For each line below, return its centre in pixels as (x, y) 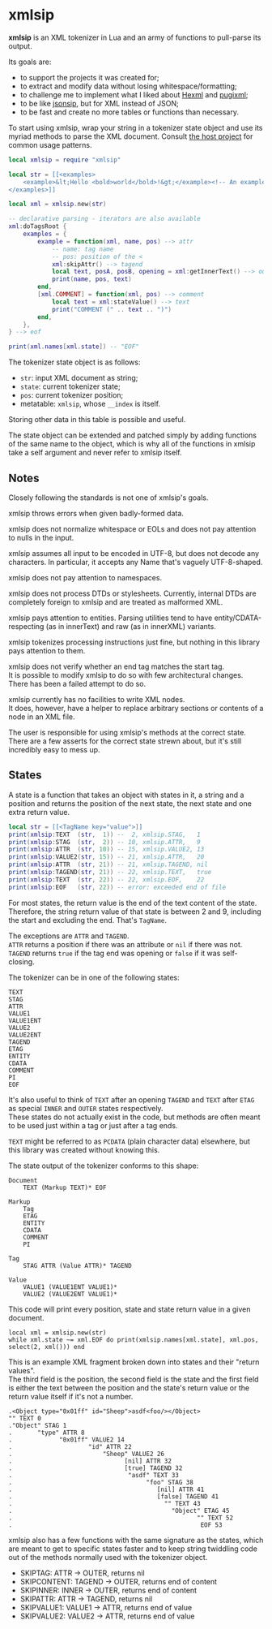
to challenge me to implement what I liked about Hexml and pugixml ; (134, 94)
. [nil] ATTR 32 (90, 1461)
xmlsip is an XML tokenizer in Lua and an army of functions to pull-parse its (135, 37)
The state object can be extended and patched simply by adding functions (133, 435)
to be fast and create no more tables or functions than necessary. (129, 112)
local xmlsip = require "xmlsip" (65, 160)
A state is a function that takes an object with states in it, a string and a (126, 795)
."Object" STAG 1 (38, 1425)
